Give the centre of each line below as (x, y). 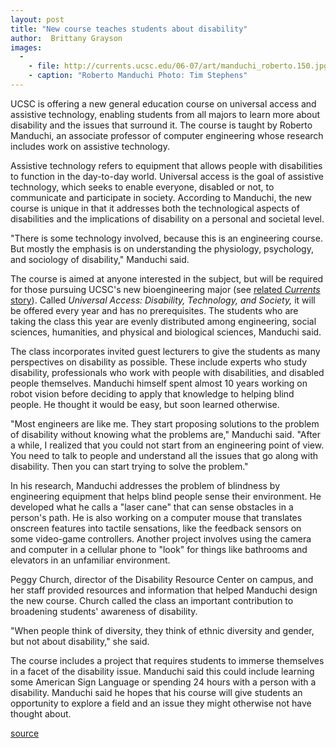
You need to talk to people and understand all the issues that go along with (164, 455)
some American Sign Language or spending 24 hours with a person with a (163, 682)
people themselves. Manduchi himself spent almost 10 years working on (159, 383)
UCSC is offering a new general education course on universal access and (163, 103)
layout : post (37, 19)
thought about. (41, 713)
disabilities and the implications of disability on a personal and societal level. (167, 218)
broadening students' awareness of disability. (104, 611)
